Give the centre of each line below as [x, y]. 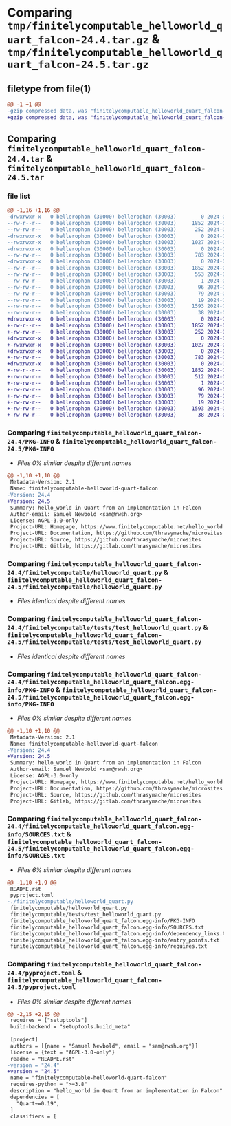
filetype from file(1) [49, 88]
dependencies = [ [35, 1097]
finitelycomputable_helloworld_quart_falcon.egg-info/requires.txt [109, 946]
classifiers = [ [33, 1116]
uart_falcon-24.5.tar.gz [78, 65]
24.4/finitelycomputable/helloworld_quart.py [85, 573]
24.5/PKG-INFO [31, 449]
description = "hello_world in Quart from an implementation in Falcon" [117, 1091]
